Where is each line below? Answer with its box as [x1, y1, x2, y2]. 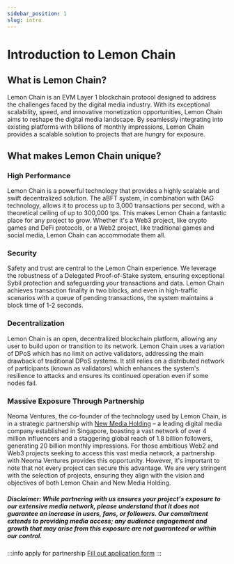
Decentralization [7, 318, 65, 328]
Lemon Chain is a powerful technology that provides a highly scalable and [7, 187, 219, 195]
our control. [7, 531, 42, 540]
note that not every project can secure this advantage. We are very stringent [7, 464, 226, 472]
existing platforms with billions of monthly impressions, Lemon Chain [7, 123, 205, 131]
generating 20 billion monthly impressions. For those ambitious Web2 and [7, 441, 219, 450]
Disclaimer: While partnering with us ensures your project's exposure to [7, 494, 221, 503]
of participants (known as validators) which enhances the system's [7, 363, 200, 373]
